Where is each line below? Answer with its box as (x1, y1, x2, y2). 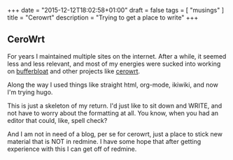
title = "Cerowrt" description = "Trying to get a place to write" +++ (7, 13, 199, 22)
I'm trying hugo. (7, 87, 53, 96)
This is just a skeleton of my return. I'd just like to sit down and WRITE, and (7, 101, 223, 110)
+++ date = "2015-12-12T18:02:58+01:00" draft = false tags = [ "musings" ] (7, 6, 225, 14)
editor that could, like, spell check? (7, 116, 108, 124)
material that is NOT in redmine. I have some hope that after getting (7, 137, 202, 145)
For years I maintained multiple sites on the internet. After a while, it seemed (7, 52, 227, 60)
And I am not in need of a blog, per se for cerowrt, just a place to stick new (7, 129, 223, 138)
